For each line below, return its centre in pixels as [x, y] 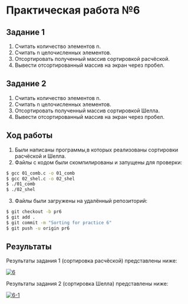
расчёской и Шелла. [40, 156]
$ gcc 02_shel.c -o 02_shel [41, 179]
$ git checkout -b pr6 [34, 212]
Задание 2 [26, 84]
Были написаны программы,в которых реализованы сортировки [96, 150]
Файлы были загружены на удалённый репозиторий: [81, 201]
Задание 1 [26, 32]
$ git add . [21, 217]
